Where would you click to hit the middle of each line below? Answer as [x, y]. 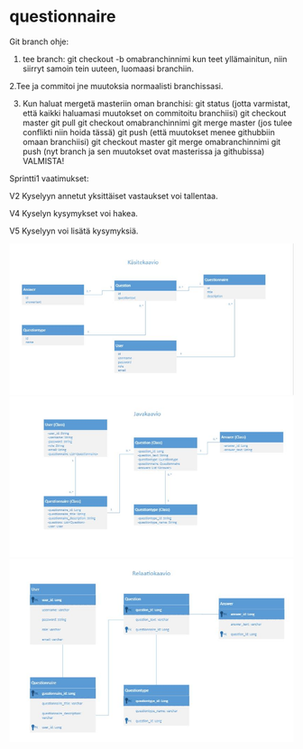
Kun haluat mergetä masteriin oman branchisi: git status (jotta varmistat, [156, 103]
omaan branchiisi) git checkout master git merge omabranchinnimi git [151, 142]
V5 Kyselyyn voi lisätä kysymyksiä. [74, 231]
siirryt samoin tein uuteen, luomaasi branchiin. [108, 69]
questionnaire [63, 17]
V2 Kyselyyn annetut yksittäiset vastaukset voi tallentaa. [114, 196]
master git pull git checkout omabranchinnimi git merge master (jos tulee [157, 123]
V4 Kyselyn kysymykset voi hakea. [73, 213]
